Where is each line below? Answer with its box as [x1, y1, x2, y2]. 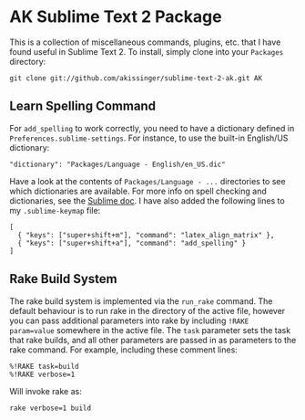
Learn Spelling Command [9, 99, 157, 114]
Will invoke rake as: [9, 385, 82, 396]
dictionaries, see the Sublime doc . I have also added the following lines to [9, 194, 285, 206]
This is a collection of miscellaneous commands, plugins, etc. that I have [9, 37, 281, 47]
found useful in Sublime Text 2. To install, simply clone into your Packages [9, 46, 284, 57]
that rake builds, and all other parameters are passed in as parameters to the [9, 334, 297, 345]
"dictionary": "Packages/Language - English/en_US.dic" [9, 160, 226, 169]
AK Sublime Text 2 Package [9, 6, 222, 27]
